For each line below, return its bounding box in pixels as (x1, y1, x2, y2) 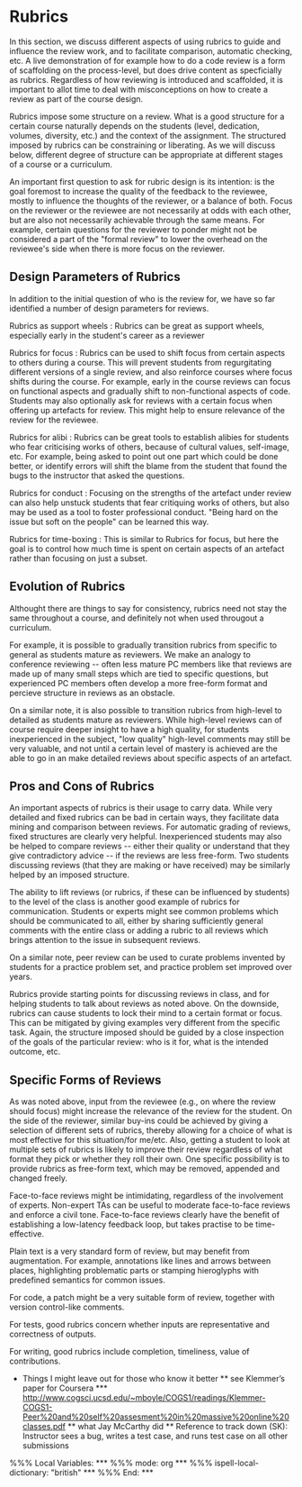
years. (9, 971, 33, 983)
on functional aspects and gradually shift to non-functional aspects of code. (9, 385, 291, 396)
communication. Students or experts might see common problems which (9, 906, 279, 917)
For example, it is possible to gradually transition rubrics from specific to (9, 639, 277, 650)
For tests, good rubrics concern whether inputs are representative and (9, 1319, 270, 1330)
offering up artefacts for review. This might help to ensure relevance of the (9, 404, 286, 415)
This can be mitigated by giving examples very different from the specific (9, 1018, 280, 1029)
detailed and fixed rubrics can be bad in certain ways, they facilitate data (9, 812, 280, 823)
